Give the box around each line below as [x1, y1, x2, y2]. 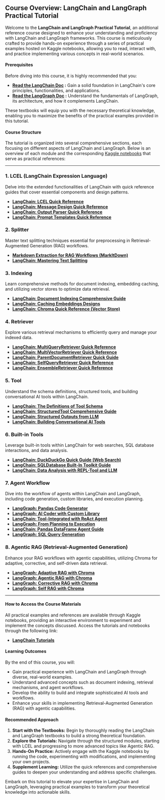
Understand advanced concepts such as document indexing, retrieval [12, 679, 154, 685]
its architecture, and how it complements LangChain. [12, 98, 119, 104]
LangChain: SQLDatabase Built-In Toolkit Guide [12, 462, 111, 468]
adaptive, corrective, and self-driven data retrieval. [5, 560, 108, 566]
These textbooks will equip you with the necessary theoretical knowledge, [5, 107, 156, 113]
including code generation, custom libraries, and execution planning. [5, 496, 144, 502]
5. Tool [5, 377, 22, 384]
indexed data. [5, 335, 33, 341]
